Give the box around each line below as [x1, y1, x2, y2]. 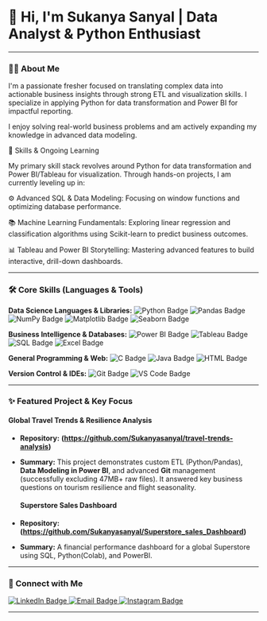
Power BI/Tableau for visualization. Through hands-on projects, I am [8, 169, 232, 179]
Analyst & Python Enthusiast [8, 25, 201, 43]
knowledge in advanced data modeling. [8, 130, 137, 140]
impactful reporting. [8, 107, 73, 116]
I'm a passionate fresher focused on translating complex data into [8, 81, 224, 91]
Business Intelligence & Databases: [8, 329, 127, 339]
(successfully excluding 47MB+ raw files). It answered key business [19, 474, 243, 483]
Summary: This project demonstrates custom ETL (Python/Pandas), [19, 457, 243, 467]
